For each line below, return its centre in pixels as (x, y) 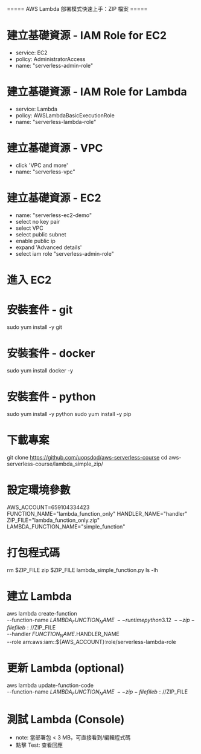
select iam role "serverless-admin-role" (65, 253)
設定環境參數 (39, 490)
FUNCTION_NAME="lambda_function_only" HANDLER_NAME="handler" (97, 513)
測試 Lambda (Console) (66, 720)
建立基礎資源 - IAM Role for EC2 (87, 36)
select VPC (30, 228)
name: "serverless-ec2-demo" (54, 215)
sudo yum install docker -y (40, 370)
